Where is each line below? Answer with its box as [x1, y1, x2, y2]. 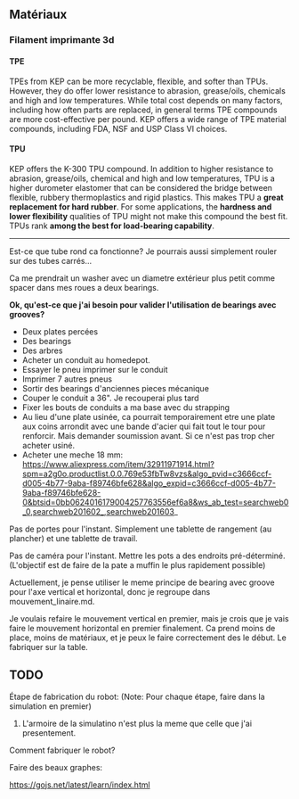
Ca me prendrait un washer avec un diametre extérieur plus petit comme [9, 272, 276, 284]
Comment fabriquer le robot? [9, 745, 116, 755]
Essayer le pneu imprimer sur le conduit [21, 364, 168, 375]
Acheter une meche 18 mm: [21, 449, 124, 460]
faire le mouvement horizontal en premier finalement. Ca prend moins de [9, 622, 276, 633]
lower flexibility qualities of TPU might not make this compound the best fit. [9, 210, 288, 221]
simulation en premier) [9, 700, 92, 712]
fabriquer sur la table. [9, 641, 89, 652]
